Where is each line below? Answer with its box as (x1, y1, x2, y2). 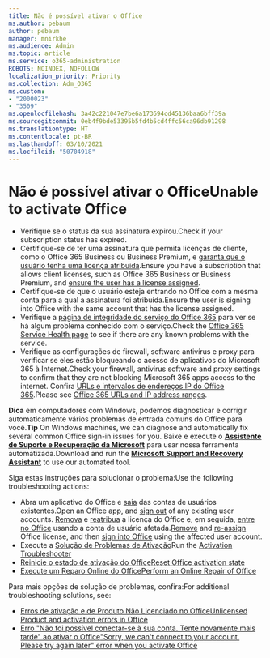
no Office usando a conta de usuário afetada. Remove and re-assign (19, 523, 247, 533)
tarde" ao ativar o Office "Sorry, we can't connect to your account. (19, 632, 240, 642)
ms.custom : (8, 87, 45, 96)
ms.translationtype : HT (8, 125, 89, 133)
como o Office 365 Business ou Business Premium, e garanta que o (19, 252, 246, 262)
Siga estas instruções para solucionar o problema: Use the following (8, 473, 234, 483)
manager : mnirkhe (8, 34, 67, 43)
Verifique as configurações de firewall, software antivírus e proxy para (19, 347, 255, 357)
